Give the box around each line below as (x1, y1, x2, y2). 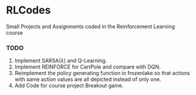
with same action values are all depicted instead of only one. (14, 76, 161, 83)
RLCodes (6, 4, 51, 17)
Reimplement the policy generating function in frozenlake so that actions (14, 70, 190, 77)
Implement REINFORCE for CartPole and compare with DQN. (14, 63, 161, 70)
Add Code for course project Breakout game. (14, 82, 124, 89)
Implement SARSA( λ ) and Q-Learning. (14, 57, 107, 65)
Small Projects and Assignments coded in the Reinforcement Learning (6, 23, 175, 30)
